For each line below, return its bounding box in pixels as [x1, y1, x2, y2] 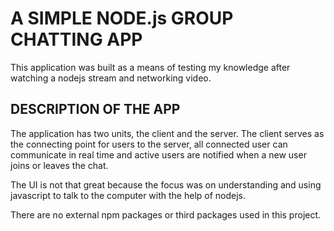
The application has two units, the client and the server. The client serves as [10, 127, 325, 139]
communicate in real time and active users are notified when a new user [10, 148, 307, 161]
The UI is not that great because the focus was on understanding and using [10, 178, 322, 191]
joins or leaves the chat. [10, 159, 109, 171]
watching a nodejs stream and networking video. [10, 72, 212, 84]
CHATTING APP [10, 28, 143, 51]
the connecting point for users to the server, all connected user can [10, 138, 288, 150]
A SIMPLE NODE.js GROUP [10, 7, 234, 30]
